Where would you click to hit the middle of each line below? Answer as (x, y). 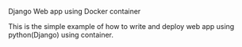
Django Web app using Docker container (75, 11)
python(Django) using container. (61, 35)
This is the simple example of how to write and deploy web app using (121, 26)
